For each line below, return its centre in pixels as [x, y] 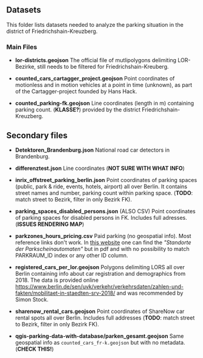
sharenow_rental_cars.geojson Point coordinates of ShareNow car [100, 311]
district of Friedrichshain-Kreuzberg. [52, 31]
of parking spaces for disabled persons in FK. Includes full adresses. [101, 217]
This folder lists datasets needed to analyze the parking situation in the [95, 24]
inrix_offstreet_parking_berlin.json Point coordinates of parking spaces [106, 180]
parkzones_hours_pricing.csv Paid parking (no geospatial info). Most [103, 236]
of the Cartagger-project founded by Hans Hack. [76, 91]
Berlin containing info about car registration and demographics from [100, 273]
